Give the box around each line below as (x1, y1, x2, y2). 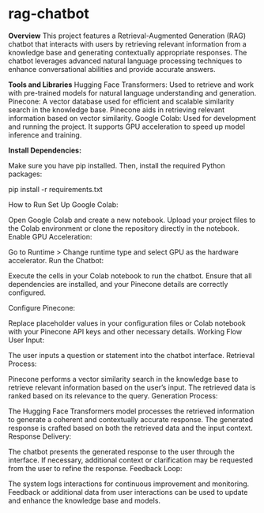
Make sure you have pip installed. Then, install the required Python (8, 160, 225, 170)
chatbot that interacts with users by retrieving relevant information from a (8, 39, 247, 48)
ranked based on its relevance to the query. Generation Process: (8, 390, 218, 400)
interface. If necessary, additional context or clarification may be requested (8, 455, 254, 465)
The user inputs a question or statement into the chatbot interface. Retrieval (8, 350, 255, 360)
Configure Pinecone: (8, 303, 76, 312)
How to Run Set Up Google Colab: (8, 199, 119, 209)
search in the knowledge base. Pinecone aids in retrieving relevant (8, 104, 225, 115)
